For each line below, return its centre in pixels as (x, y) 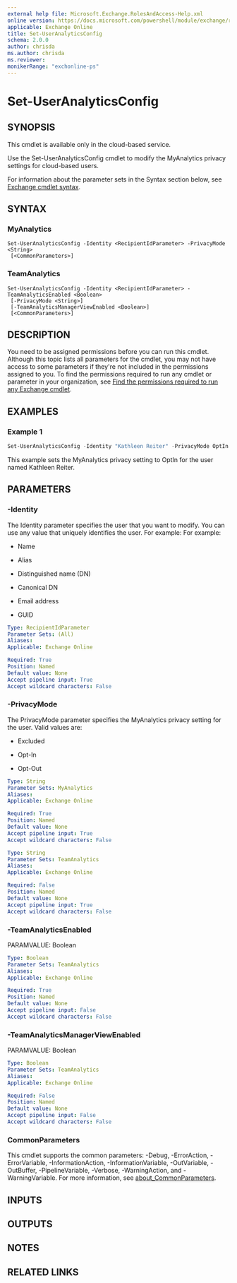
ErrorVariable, (28, 1163)
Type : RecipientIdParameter (49, 627)
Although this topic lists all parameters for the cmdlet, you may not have (112, 359)
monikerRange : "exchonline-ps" (53, 66)
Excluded (31, 741)
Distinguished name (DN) (54, 574)
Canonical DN (38, 587)
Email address (38, 601)
